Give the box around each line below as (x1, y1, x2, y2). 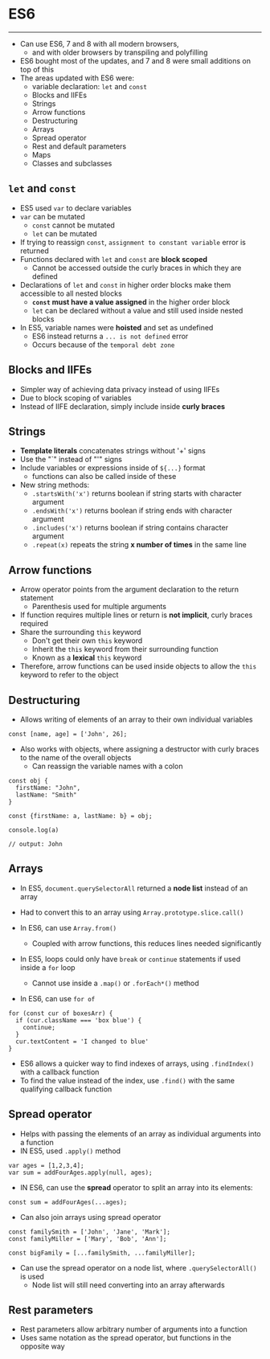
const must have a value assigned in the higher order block (31, 297, 231, 306)
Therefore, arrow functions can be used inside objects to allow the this (19, 661, 257, 671)
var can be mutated (19, 211, 86, 221)
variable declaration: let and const (31, 81, 147, 91)
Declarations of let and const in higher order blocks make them (19, 280, 231, 289)
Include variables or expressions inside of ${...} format (19, 463, 206, 473)
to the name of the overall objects (19, 753, 132, 762)
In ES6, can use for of (19, 993, 96, 1003)
